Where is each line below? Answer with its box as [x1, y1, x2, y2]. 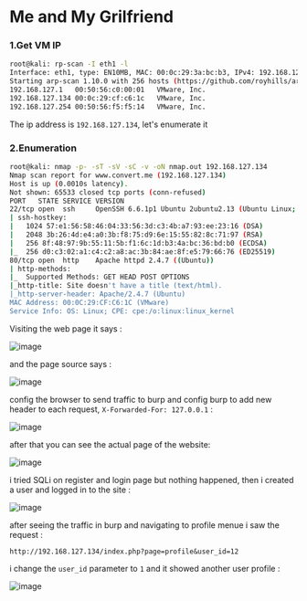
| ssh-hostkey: [9, 213, 68, 223]
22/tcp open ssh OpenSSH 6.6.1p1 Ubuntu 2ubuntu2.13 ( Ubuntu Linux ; [9, 205, 297, 214]
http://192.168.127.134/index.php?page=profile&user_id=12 [9, 546, 239, 556]
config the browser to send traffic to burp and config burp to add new [9, 394, 272, 405]
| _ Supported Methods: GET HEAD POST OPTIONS [9, 272, 190, 282]
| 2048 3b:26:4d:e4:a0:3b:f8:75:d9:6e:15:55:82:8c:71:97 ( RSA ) [9, 230, 263, 239]
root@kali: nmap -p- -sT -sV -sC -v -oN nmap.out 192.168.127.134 [9, 163, 268, 172]
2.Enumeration [9, 142, 78, 154]
